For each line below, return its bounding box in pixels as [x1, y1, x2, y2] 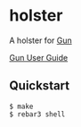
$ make [9, 102, 34, 111]
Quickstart [9, 78, 70, 94]
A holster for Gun [9, 35, 73, 46]
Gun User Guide [9, 52, 69, 63]
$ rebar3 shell [9, 109, 66, 119]
